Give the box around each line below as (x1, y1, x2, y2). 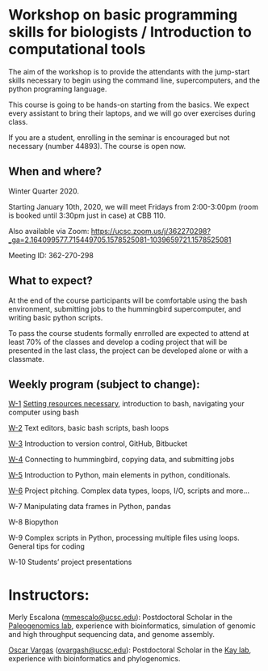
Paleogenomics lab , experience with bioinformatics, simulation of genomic (8, 621, 256, 631)
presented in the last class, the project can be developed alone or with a (8, 346, 249, 355)
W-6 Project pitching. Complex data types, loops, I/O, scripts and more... (8, 486, 250, 495)
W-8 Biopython (8, 517, 59, 527)
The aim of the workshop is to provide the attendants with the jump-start (8, 66, 250, 76)
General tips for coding (8, 541, 85, 551)
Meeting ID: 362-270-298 (8, 250, 94, 260)
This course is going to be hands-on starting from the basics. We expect (8, 100, 249, 109)
